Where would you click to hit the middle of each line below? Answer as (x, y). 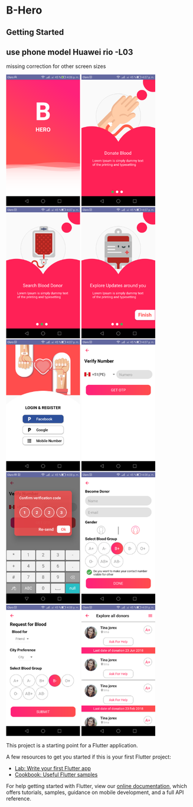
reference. (19, 799)
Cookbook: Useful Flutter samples (56, 774)
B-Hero (24, 10)
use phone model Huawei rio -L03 (70, 52)
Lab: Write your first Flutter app (53, 769)
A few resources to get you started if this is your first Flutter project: (89, 757)
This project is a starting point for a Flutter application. (72, 746)
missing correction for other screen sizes (56, 66)
